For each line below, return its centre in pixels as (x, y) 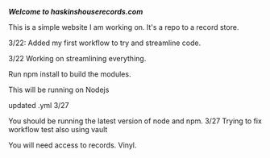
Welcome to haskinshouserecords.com (76, 12)
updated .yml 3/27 (39, 105)
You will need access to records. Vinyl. (73, 145)
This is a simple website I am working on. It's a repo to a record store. (124, 27)
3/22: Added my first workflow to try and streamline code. (105, 43)
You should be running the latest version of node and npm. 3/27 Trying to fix (135, 121)
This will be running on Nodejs (59, 89)
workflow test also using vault (58, 129)
